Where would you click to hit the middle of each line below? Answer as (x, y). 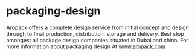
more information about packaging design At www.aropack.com (86, 46)
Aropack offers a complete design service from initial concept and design (97, 27)
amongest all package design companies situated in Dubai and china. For (97, 40)
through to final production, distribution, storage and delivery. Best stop (95, 33)
